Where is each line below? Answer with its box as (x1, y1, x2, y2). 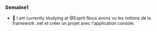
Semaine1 (5, 4, 29, 11)
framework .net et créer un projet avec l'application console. (12, 20, 135, 26)
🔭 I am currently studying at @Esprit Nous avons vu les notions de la (12, 15, 151, 21)
